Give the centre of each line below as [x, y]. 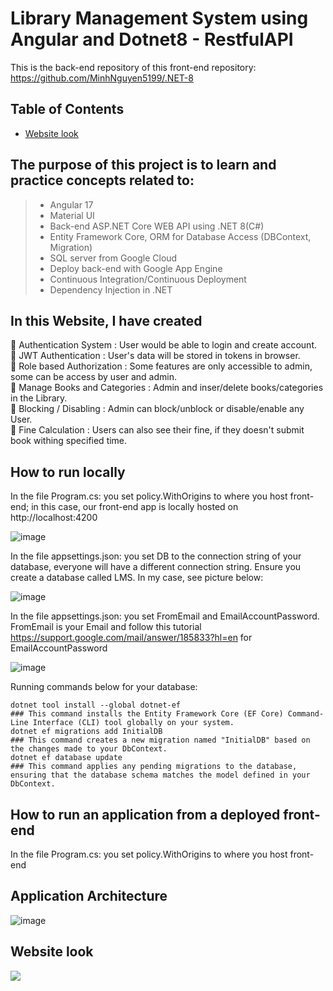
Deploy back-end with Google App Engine [136, 268]
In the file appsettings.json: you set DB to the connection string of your [156, 556]
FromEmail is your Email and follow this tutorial [106, 627]
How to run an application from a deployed [145, 814]
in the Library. [39, 398]
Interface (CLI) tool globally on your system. [133, 723]
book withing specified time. [69, 441]
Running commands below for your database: [104, 687]
